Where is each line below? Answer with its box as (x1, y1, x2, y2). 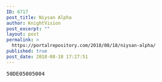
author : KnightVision (6, 20, 61, 26)
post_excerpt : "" (6, 25, 50, 32)
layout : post (6, 31, 39, 37)
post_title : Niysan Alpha (6, 14, 72, 20)
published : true (6, 48, 47, 54)
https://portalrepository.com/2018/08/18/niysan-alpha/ (12, 43, 156, 49)
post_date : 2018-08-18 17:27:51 (6, 54, 88, 60)
